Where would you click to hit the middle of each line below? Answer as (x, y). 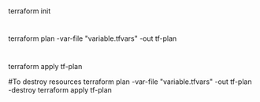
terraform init (30, 11)
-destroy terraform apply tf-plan (60, 89)
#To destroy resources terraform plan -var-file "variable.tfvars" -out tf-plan (130, 82)
